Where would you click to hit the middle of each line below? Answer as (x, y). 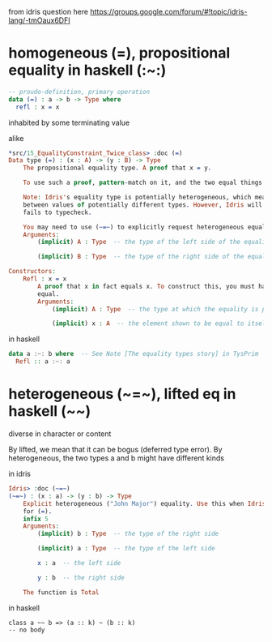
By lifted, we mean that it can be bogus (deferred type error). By (115, 449)
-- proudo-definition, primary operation (79, 92)
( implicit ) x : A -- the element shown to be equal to (148, 323)
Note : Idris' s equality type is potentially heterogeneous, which (137, 198)
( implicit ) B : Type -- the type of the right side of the (141, 257)
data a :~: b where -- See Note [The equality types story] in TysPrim (134, 354)
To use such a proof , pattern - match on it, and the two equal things (143, 183)
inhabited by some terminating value (69, 122)
